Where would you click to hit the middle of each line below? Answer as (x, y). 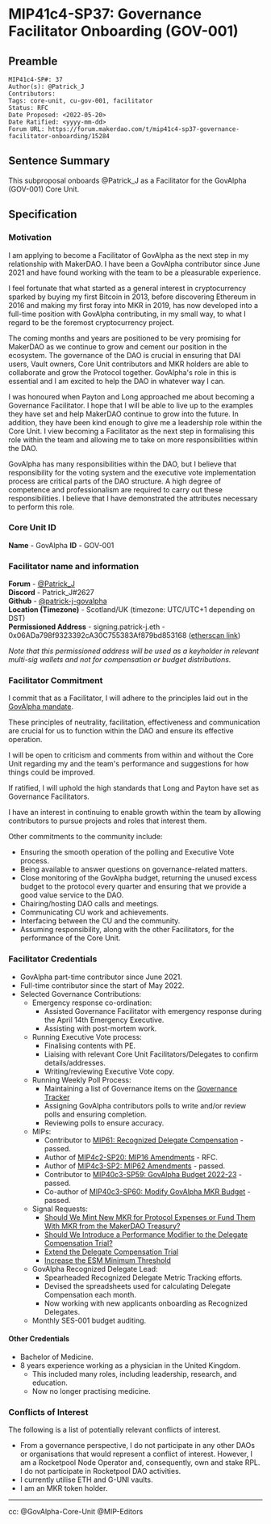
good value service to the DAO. (72, 895)
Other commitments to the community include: (85, 837)
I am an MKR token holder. (64, 1488)
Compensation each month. (90, 1294)
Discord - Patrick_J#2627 (51, 593)
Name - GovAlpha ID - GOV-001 (61, 545)
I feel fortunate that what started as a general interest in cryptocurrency (127, 288)
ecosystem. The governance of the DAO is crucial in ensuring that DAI (125, 355)
